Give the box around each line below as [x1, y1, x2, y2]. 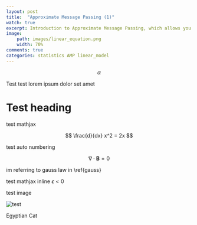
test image [6, 189, 32, 196]
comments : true [6, 47, 44, 53]
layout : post [6, 8, 38, 15]
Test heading [6, 101, 72, 114]
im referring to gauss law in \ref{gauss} [6, 166, 101, 173]
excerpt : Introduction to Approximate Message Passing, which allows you [6, 25, 192, 31]
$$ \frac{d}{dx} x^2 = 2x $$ [65, 132, 133, 139]
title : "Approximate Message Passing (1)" [6, 14, 115, 20]
